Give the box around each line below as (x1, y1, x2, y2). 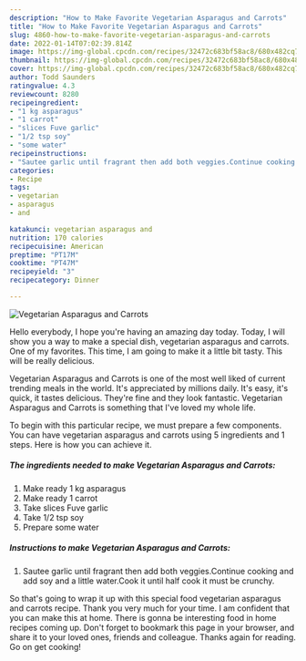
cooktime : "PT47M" (9, 259, 79, 268)
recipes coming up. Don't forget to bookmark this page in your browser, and (9, 622, 295, 633)
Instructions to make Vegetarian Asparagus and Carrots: (9, 542, 230, 553)
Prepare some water (22, 522, 99, 532)
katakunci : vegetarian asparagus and (9, 224, 153, 233)
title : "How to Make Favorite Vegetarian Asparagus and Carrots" (9, 22, 262, 31)
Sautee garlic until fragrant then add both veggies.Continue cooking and (22, 565, 294, 576)
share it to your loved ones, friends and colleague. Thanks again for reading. (9, 631, 296, 643)
